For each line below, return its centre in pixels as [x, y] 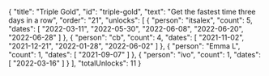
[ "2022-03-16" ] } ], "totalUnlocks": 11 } [75, 63]
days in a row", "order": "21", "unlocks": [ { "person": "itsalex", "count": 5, [130, 20]
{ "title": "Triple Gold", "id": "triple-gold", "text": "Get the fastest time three [132, 12]
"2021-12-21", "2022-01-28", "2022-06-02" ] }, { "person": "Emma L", [124, 46]
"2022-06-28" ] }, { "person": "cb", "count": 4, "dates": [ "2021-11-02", [126, 37]
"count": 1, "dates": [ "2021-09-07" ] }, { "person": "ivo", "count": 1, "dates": [135, 55]
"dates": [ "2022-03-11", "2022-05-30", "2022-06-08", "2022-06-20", [126, 29]
